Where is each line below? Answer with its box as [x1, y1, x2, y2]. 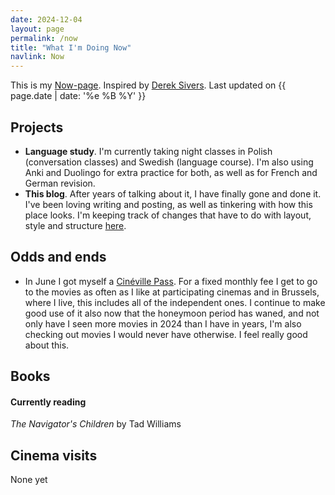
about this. [24, 339, 70, 351]
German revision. [24, 177, 96, 189]
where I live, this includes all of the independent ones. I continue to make [24, 296, 326, 308]
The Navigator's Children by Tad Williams [10, 418, 182, 430]
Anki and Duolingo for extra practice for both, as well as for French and [24, 166, 318, 178]
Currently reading [10, 396, 87, 408]
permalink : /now [10, 33, 78, 43]
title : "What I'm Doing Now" [10, 42, 132, 53]
